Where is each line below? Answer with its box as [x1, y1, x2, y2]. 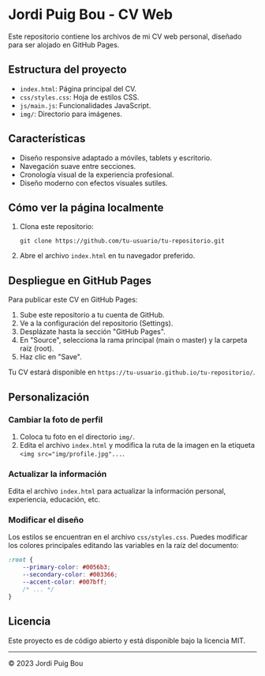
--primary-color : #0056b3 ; [22, 563, 111, 572]
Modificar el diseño [8, 515, 84, 526]
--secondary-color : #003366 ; [22, 571, 118, 579]
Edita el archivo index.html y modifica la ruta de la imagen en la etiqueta [19, 440, 255, 449]
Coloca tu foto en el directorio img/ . [19, 432, 136, 441]
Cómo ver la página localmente [8, 201, 164, 214]
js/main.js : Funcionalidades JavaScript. [19, 100, 151, 110]
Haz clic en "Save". [19, 352, 82, 362]
